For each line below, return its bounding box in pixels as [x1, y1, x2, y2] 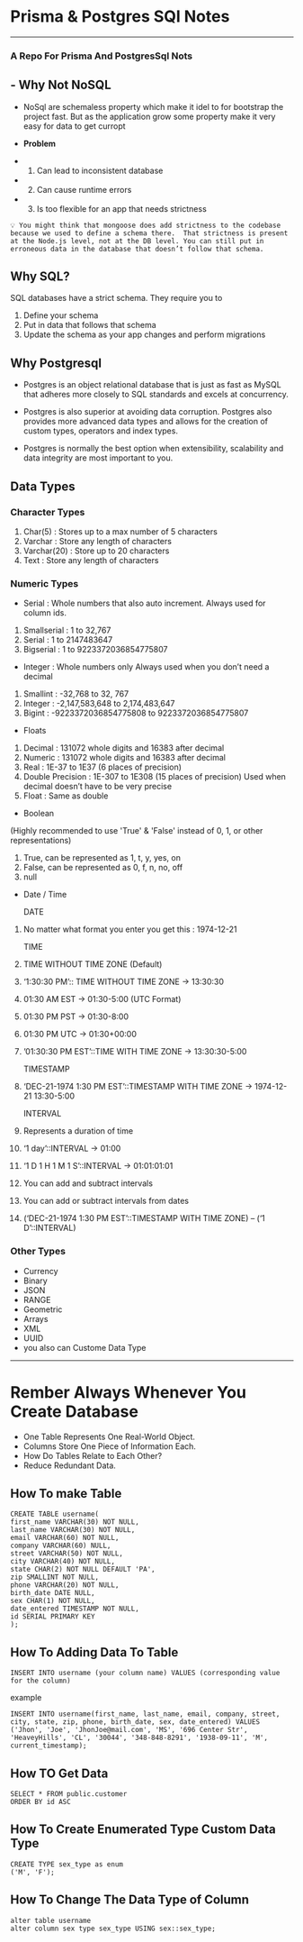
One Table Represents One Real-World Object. [22, 1431, 196, 1442]
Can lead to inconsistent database [36, 165, 164, 176]
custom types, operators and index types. [22, 425, 179, 436]
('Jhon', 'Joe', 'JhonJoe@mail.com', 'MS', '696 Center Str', [10, 1726, 248, 1735]
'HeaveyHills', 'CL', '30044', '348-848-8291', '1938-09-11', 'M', [10, 1733, 269, 1743]
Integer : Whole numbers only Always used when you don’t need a [22, 661, 270, 672]
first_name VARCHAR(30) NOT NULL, [10, 1518, 140, 1527]
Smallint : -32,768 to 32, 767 [22, 688, 129, 699]
